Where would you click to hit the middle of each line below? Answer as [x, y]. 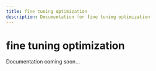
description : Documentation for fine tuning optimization [78, 17]
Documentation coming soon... [43, 62]
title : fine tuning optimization [47, 11]
